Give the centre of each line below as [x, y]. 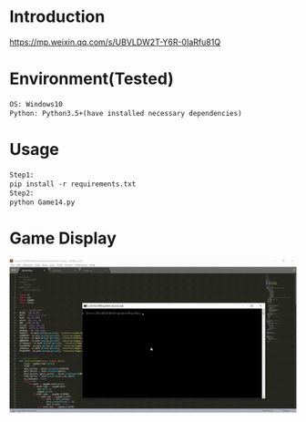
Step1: [22, 175]
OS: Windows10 [36, 104]
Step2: [22, 193]
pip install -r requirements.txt [73, 184]
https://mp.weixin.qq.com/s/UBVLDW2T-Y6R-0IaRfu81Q [115, 42]
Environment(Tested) [92, 79]
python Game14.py [42, 202]
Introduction [57, 17]
